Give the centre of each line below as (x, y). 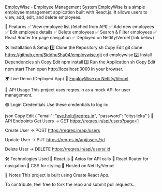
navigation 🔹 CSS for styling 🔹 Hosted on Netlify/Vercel (60, 166)
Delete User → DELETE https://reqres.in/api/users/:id (58, 149)
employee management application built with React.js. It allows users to (76, 12)
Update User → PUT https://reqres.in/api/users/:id (55, 140)
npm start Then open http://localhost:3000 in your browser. (64, 69)
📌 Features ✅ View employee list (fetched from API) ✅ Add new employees (80, 27)
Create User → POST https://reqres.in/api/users (52, 130)
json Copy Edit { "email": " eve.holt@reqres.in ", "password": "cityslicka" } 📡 (79, 116)
